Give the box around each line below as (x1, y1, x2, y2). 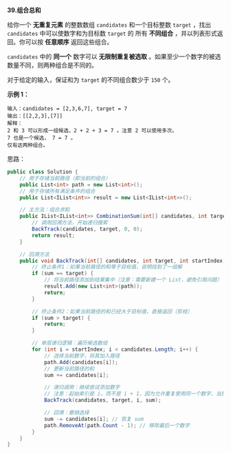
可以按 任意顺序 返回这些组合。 (25, 38, 113, 46)
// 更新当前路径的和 (43, 365, 95, 372)
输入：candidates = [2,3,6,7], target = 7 (7, 105, 128, 112)
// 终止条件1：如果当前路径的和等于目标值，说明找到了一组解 (32, 263, 182, 270)
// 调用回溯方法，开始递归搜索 (32, 219, 108, 226)
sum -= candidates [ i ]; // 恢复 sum (43, 415, 144, 422)
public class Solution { (7, 169, 78, 175)
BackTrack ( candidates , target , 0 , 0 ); (32, 226, 143, 233)
